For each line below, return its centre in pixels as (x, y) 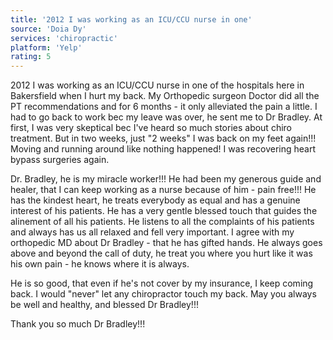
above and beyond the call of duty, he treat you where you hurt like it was (161, 253)
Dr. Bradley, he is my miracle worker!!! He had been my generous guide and (166, 179)
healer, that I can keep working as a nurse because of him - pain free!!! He (163, 190)
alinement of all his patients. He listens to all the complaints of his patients (162, 222)
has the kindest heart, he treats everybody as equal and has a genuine (155, 200)
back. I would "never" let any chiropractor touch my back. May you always (163, 294)
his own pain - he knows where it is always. (100, 264)
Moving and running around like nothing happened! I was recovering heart (163, 149)
